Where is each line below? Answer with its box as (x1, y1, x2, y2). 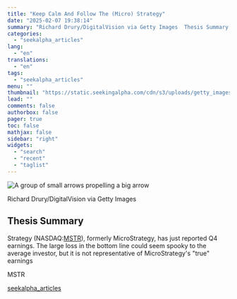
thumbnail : (7, 89, 39, 96)
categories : (7, 30, 42, 37)
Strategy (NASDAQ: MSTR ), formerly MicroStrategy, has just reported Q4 (7, 234, 218, 242)
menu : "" (7, 83, 33, 90)
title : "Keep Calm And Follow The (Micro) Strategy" (7, 10, 166, 18)
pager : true (7, 115, 42, 122)
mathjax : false (7, 129, 52, 136)
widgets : (7, 142, 33, 149)
